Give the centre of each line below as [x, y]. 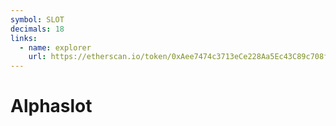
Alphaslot [51, 106]
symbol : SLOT [37, 19]
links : [24, 38]
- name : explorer [55, 47]
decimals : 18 [37, 29]
